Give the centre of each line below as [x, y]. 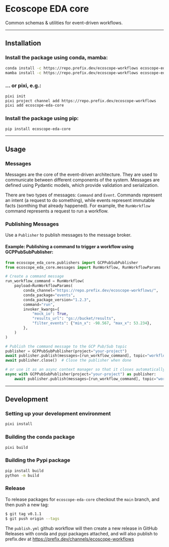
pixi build [17, 447]
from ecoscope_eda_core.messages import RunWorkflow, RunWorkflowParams [83, 267]
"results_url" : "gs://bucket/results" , [74, 319]
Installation [23, 43]
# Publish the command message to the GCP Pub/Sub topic [66, 346]
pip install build [24, 471]
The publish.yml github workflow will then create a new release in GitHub [81, 528]
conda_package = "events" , [49, 295]
